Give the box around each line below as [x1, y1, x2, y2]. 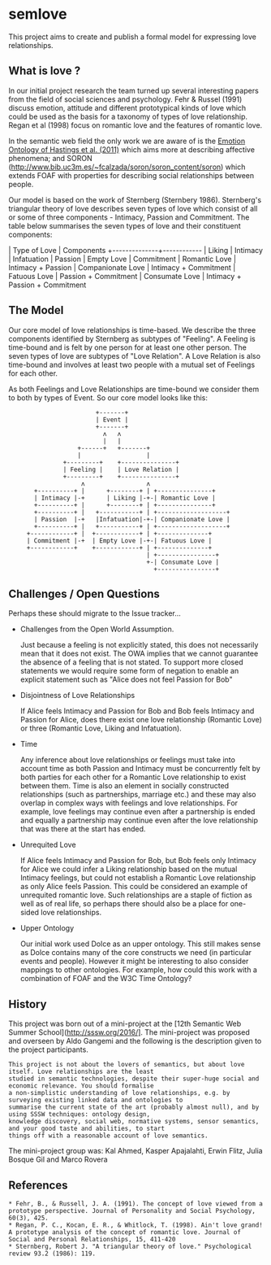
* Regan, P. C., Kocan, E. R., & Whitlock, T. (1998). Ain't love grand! [8, 1221, 264, 1229]
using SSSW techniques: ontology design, [8, 1110, 151, 1119]
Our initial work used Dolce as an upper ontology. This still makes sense [19, 939, 261, 949]
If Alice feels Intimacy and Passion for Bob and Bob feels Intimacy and [19, 706, 255, 716]
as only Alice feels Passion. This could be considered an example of [19, 882, 248, 892]
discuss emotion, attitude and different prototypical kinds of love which [8, 103, 247, 112]
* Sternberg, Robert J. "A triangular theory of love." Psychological [8, 1242, 252, 1250]
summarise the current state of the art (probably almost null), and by [8, 1103, 260, 1111]
